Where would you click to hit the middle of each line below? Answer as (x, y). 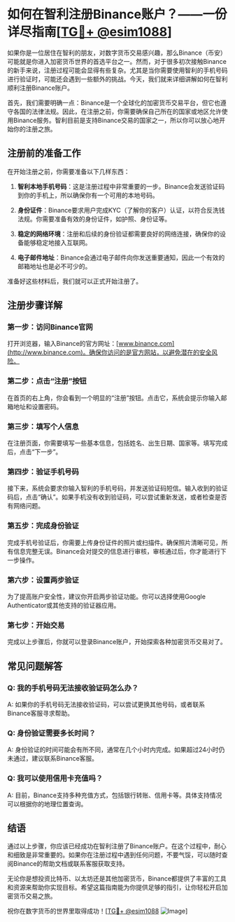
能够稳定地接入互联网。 (57, 242)
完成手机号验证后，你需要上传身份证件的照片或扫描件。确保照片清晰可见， (114, 542)
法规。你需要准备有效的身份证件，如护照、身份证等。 (94, 219)
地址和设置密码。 (38, 406)
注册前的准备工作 (44, 153)
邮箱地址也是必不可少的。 (54, 266)
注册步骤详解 (35, 306)
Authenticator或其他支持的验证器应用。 (64, 605)
